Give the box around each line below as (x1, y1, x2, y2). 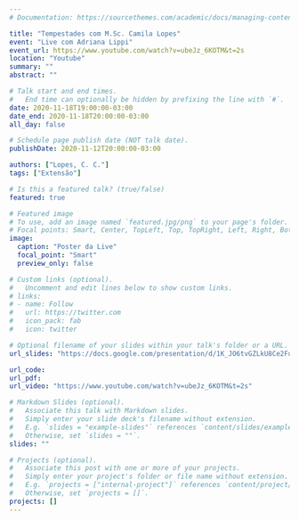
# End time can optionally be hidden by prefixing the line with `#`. (9, 95, 285, 103)
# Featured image (9, 209, 74, 219)
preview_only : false (17, 259, 93, 268)
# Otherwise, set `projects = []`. (9, 489, 149, 498)
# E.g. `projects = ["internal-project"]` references (9, 481, 221, 490)
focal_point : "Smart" (17, 251, 98, 260)
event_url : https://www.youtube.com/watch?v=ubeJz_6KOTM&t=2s (9, 45, 245, 54)
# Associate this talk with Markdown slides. (9, 407, 190, 416)
